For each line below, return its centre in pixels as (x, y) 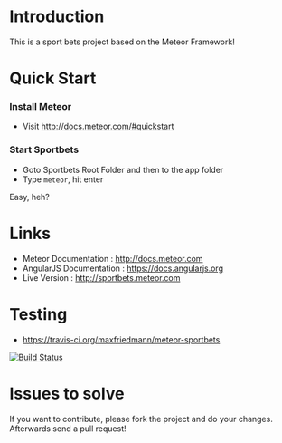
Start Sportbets (44, 149)
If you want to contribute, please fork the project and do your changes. (141, 419)
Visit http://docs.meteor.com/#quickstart (98, 126)
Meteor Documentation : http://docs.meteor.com (113, 258)
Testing (38, 314)
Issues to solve (67, 394)
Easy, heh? (29, 197)
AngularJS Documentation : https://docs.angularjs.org (123, 268)
